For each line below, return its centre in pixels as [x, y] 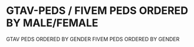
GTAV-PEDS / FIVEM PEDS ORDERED [97, 11]
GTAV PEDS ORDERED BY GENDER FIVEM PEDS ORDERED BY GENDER [93, 39]
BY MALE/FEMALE [52, 23]
